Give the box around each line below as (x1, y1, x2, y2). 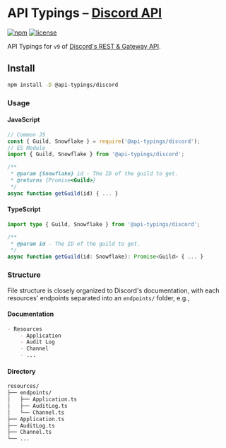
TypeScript (7, 205, 41, 213)
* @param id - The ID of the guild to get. (10, 240, 141, 247)
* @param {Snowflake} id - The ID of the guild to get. (10, 170, 179, 177)
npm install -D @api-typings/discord (7, 81, 119, 88)
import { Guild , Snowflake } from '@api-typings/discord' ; (7, 151, 185, 158)
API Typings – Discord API (7, 5, 162, 21)
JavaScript (7, 115, 40, 124)
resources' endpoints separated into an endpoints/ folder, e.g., (7, 293, 190, 302)
